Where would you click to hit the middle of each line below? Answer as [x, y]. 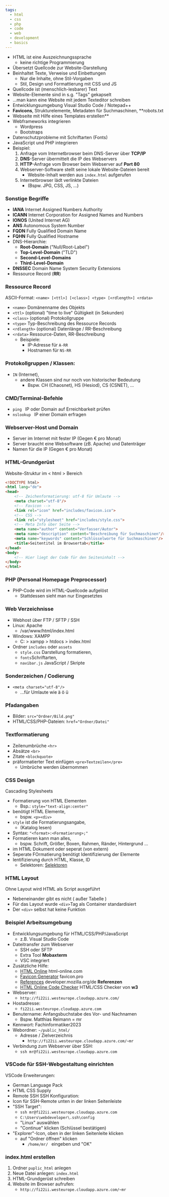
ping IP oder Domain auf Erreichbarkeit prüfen [61, 409]
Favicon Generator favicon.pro [52, 976]
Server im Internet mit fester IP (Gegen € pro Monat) [67, 438]
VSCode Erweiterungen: [30, 1075]
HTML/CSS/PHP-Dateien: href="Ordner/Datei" [61, 721]
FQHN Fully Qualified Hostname [46, 236]
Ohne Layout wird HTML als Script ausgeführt [53, 889]
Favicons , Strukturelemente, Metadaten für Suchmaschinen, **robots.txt [88, 110]
